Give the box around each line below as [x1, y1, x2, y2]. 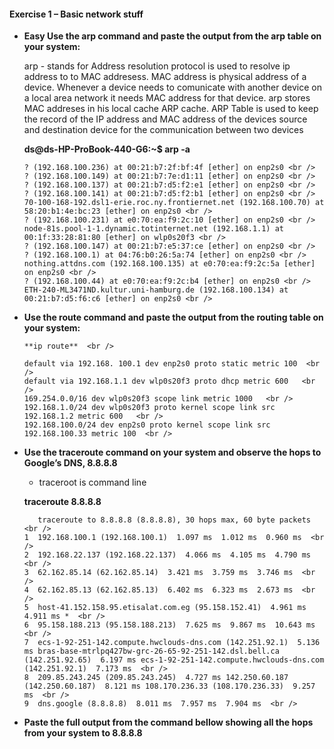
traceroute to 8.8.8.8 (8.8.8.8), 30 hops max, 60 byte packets [37, 515, 311, 525]
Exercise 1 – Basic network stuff [9, 8, 144, 20]
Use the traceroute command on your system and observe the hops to [23, 446, 322, 459]
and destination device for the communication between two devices [23, 124, 304, 136]
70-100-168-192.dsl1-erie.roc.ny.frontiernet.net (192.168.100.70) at [23, 198, 325, 208]
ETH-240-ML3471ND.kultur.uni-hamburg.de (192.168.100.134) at [23, 285, 289, 295]
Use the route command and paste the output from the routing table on [23, 311, 324, 324]
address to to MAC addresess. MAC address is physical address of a [23, 71, 307, 83]
